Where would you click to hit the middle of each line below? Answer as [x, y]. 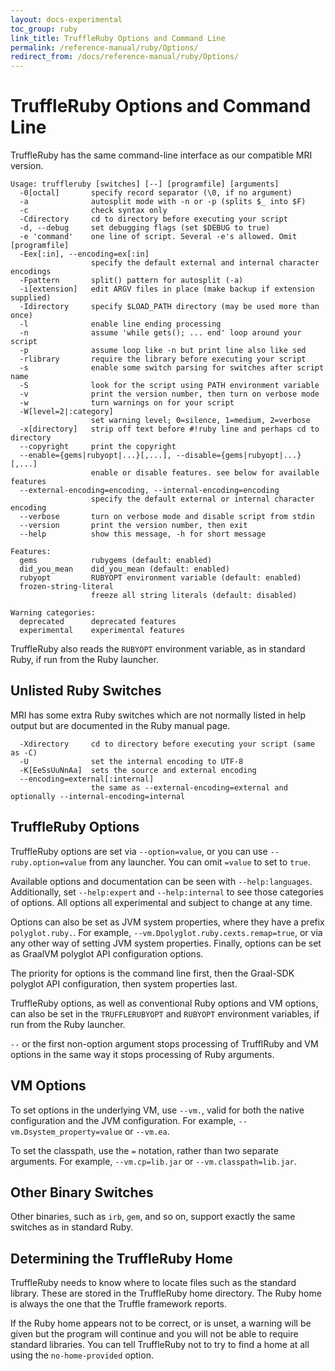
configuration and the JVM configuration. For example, [123, 1120]
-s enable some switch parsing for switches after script [172, 368]
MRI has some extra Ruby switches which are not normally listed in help [158, 715]
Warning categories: [53, 613]
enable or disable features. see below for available [205, 473]
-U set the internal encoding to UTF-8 [131, 761]
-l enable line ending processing [120, 324]
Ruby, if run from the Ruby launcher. [84, 660]
